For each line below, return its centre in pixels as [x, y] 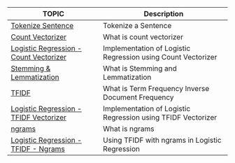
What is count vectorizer [143, 37]
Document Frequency [138, 97]
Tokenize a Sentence [137, 26]
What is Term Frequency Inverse [156, 88]
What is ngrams [128, 129]
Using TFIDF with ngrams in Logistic [162, 140]
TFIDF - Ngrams [38, 149]
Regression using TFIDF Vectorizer [160, 117]
